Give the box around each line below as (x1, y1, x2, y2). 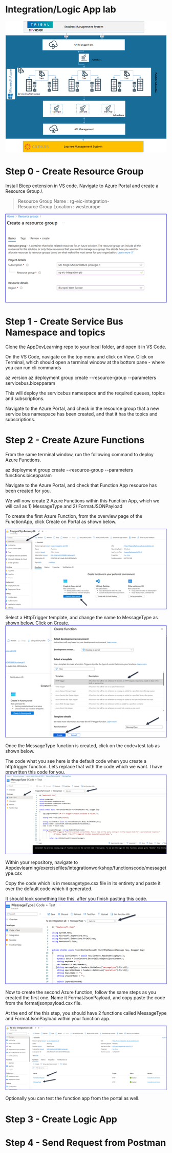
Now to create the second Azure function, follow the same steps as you (5, 989, 156, 995)
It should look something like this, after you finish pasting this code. (5, 895, 147, 902)
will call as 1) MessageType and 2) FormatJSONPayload (5, 503, 123, 510)
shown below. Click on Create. (5, 620, 70, 626)
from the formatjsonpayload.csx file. (5, 1000, 82, 1006)
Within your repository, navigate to (5, 859, 78, 865)
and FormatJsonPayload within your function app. (5, 1015, 111, 1021)
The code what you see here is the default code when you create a (5, 758, 147, 764)
